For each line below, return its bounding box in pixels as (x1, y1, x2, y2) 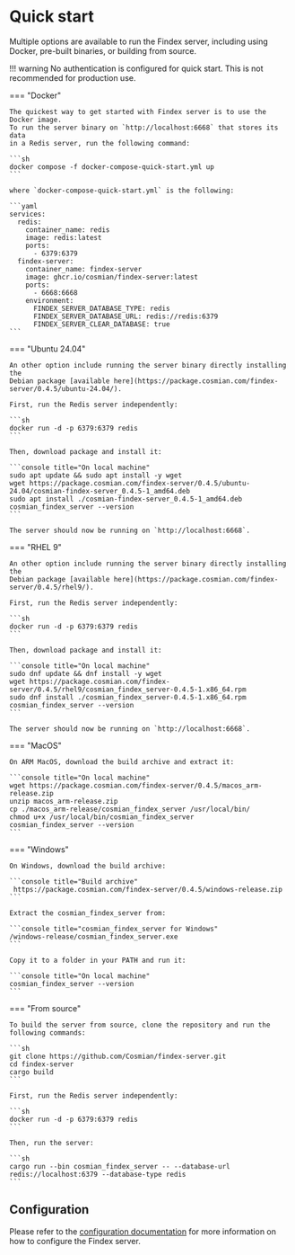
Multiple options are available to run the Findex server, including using (9, 36, 269, 47)
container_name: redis (25, 225, 110, 235)
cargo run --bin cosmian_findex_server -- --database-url (9, 1162, 230, 1170)
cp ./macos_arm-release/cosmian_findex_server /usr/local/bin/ (9, 805, 251, 814)
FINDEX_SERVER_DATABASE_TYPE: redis (32, 304, 170, 313)
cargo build (9, 1067, 54, 1076)
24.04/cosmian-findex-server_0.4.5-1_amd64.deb (9, 486, 191, 495)
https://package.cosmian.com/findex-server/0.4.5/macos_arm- (29, 780, 263, 790)
